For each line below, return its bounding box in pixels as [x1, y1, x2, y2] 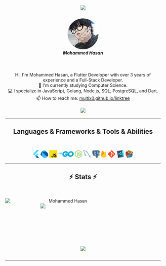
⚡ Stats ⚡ [69, 173, 97, 181]
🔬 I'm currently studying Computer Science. [39, 82, 127, 88]
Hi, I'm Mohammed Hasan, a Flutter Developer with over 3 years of [15, 72, 151, 78]
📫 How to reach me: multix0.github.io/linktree [36, 95, 130, 101]
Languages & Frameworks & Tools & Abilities [13, 127, 153, 136]
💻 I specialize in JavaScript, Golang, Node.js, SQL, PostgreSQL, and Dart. [8, 88, 158, 94]
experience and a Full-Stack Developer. [42, 77, 124, 83]
